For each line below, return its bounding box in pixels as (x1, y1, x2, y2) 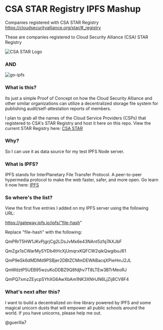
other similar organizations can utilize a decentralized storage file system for (5, 100, 159, 106)
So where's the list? (5, 194, 53, 201)
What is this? (5, 84, 36, 91)
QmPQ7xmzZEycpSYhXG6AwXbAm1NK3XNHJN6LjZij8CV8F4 (5, 276, 129, 282)
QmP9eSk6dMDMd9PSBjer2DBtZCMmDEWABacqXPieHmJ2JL (5, 257, 132, 263)
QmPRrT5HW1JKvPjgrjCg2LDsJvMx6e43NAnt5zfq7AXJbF (5, 238, 122, 244)
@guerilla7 (5, 319, 27, 325)
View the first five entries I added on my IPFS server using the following (5, 205, 148, 211)
